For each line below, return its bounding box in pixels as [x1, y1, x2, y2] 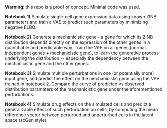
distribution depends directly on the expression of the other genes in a [5, 39, 150, 45]
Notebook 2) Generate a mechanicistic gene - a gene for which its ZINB [5, 34, 153, 40]
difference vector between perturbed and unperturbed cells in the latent [5, 112, 154, 118]
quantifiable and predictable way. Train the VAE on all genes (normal [5, 45, 146, 50]
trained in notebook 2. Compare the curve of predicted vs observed [5, 81, 145, 87]
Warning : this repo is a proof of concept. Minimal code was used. [5, 4, 141, 10]
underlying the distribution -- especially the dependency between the [5, 55, 148, 61]
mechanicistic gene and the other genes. [5, 61, 89, 66]
